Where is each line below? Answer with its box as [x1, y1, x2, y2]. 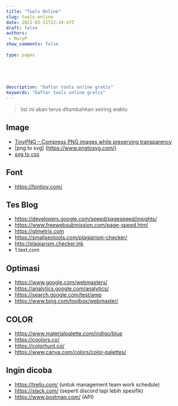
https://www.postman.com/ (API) [14, 393, 95, 400]
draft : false [6, 25, 38, 31]
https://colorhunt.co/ [14, 342, 65, 349]
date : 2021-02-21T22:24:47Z [6, 19, 75, 25]
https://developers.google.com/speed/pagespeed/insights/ [14, 216, 158, 223]
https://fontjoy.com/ [14, 183, 62, 190]
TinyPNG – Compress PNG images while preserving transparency [14, 138, 172, 145]
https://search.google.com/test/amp [14, 292, 102, 299]
